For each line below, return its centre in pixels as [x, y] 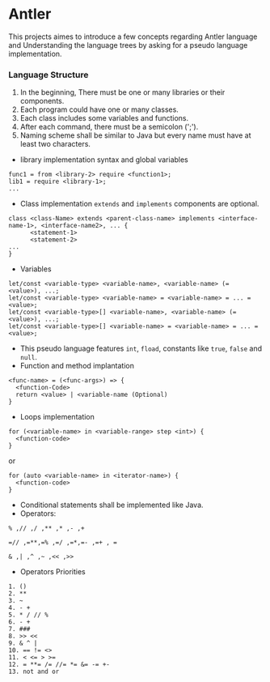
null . [29, 357]
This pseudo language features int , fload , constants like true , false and [141, 348]
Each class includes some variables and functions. [104, 118]
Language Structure [49, 75]
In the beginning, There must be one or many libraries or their [122, 92]
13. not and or [34, 672]
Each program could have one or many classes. [99, 109]
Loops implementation [57, 417]
